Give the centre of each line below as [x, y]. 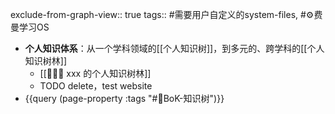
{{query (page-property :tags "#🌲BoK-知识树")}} [124, 98]
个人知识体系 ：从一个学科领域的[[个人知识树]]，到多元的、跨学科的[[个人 [174, 48]
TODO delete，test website [96, 86]
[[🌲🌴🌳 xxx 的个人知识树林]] [95, 73]
